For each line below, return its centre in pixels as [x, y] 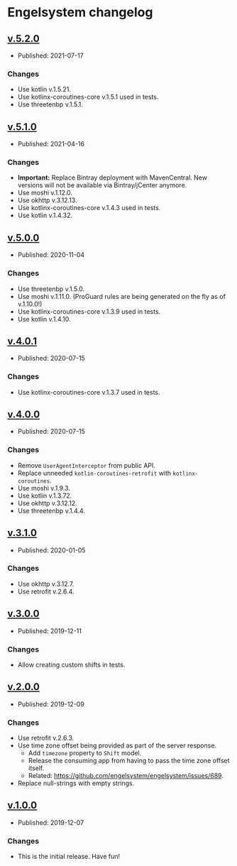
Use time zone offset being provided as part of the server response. [117, 745]
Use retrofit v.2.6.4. [46, 591]
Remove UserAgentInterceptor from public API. [87, 465]
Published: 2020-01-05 [52, 550]
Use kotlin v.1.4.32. [45, 215]
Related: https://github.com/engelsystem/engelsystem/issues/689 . [126, 776]
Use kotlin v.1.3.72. [45, 495]
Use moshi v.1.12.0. [45, 193]
